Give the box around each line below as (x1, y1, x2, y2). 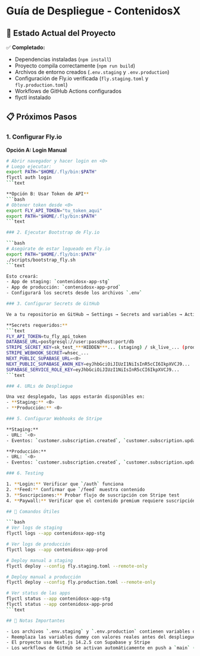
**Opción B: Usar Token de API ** (6, 191, 89, 197)
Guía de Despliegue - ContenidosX (6, 4, 181, 18)
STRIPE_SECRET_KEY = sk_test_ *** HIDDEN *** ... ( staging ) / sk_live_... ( (6, 345, 185, 351)
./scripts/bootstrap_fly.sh (6, 257, 76, 263)
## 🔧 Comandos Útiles (6, 508, 60, 514)
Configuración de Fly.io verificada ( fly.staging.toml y (14, 75, 149, 82)
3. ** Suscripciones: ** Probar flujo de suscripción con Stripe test (6, 492, 180, 498)
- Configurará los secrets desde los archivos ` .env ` (6, 290, 143, 296)
